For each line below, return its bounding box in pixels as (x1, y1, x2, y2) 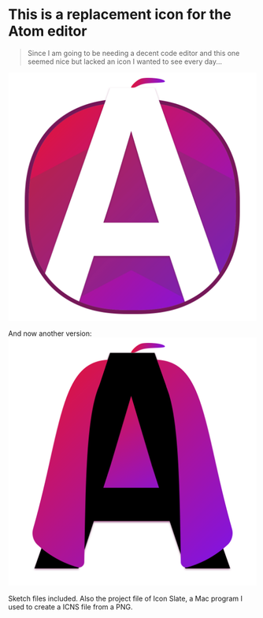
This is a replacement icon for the (8, 6, 232, 24)
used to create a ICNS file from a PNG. (8, 601, 133, 612)
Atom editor (8, 22, 87, 40)
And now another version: (8, 329, 92, 338)
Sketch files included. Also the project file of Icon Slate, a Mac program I (8, 594, 243, 603)
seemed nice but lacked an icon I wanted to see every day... (27, 57, 223, 66)
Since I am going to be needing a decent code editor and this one (27, 48, 240, 58)
